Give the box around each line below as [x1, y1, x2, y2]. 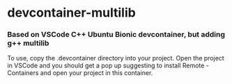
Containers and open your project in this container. [7, 69, 153, 77]
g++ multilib [7, 38, 49, 48]
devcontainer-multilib [7, 5, 136, 21]
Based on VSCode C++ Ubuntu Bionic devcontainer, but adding [7, 30, 225, 40]
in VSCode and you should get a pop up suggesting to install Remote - [7, 61, 209, 70]
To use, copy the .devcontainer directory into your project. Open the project [7, 54, 224, 62]
